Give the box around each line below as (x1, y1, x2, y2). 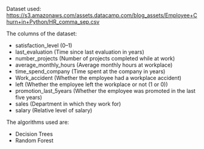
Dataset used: (6, 5, 41, 12)
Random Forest (15, 137, 54, 144)
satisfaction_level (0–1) (15, 42, 72, 49)
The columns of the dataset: (6, 30, 77, 37)
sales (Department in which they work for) (15, 100, 121, 107)
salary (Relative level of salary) (15, 107, 93, 114)
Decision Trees (15, 131, 53, 137)
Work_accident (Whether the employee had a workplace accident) (15, 74, 181, 81)
